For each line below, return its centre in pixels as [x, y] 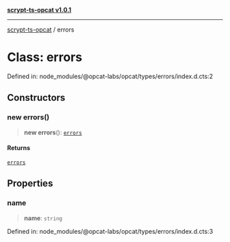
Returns [19, 148]
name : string [43, 218]
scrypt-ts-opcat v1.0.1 [39, 10]
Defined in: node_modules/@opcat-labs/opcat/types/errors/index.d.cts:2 [110, 76]
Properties [30, 183]
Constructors [36, 98]
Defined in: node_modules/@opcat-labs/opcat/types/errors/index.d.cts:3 [110, 231]
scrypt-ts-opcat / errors [41, 29]
